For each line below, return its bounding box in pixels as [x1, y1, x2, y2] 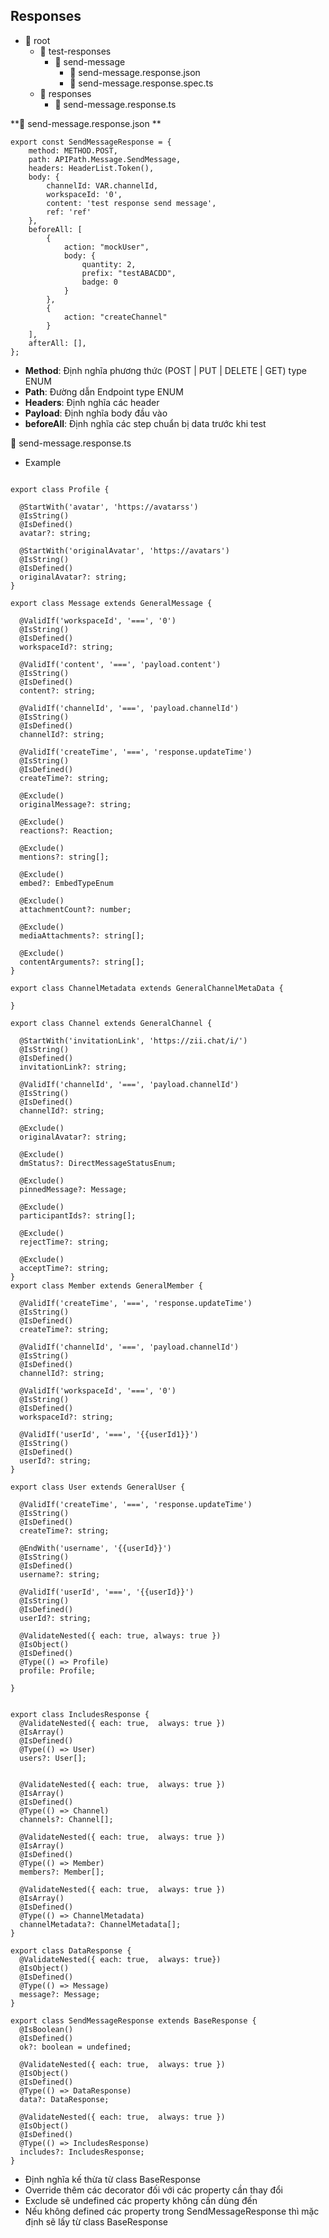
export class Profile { [10, 484, 110, 494]
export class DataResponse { [10, 1945, 132, 1956]
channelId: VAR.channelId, [46, 180, 159, 191]
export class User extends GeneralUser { [10, 1482, 186, 1492]
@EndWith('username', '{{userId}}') [19, 1543, 172, 1553]
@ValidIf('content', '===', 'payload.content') [19, 659, 222, 669]
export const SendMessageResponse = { [10, 137, 172, 147]
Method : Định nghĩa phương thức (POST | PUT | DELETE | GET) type [24, 364, 307, 376]
